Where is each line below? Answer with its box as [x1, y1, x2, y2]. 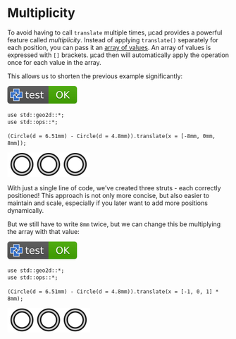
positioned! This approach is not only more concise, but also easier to [7, 191, 210, 199]
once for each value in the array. [7, 58, 102, 66]
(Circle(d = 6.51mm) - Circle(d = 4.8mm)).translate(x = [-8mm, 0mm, [7, 132, 216, 140]
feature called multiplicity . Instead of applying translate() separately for [7, 35, 218, 44]
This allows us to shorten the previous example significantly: [7, 72, 183, 80]
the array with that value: [7, 227, 80, 235]
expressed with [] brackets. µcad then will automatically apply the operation [7, 51, 230, 59]
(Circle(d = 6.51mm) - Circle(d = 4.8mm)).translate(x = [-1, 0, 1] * [7, 288, 219, 295]
